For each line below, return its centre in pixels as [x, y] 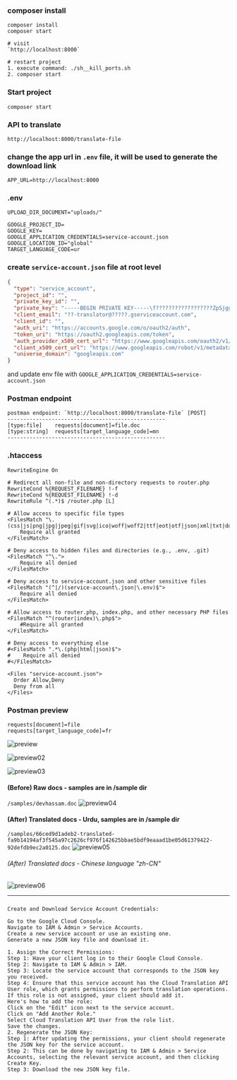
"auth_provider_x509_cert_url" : [61, 341]
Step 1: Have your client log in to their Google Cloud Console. [105, 958]
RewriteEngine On [33, 470]
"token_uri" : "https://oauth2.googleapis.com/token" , [94, 334]
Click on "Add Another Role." [52, 1014]
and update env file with [42, 374]
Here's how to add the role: [50, 1001]
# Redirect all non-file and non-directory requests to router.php [109, 483]
